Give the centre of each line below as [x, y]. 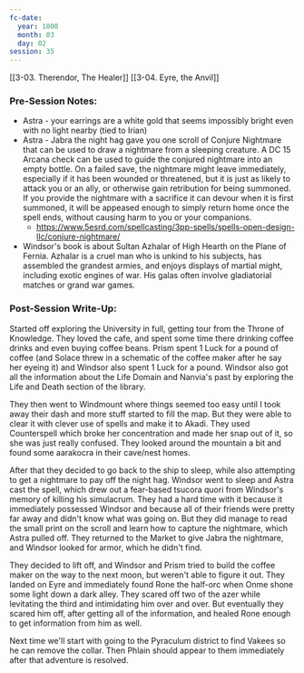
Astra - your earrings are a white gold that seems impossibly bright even [158, 121]
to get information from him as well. [76, 623]
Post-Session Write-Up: [63, 308]
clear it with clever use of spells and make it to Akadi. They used [130, 423]
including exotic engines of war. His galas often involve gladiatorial [147, 276]
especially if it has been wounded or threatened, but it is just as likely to [156, 179]
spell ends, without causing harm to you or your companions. [137, 217]
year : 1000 [38, 26]
